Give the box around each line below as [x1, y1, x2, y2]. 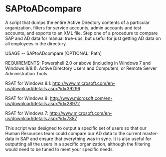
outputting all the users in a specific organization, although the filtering [5, 141, 151, 147]
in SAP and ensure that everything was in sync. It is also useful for [15, 136, 152, 142]
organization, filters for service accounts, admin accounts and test [5, 24, 142, 30]
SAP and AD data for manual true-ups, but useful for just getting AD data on [5, 35, 161, 41]
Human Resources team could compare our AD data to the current [5, 130, 142, 136]
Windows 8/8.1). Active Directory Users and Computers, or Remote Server [5, 65, 157, 71]
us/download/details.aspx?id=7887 [5, 115, 77, 121]
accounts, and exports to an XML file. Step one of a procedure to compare [5, 30, 158, 36]
